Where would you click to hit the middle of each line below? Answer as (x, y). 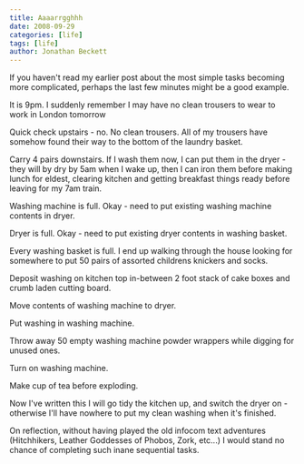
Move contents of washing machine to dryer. (93, 306)
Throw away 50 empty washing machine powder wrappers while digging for (152, 341)
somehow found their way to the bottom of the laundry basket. (126, 142)
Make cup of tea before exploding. (74, 386)
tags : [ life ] (34, 43)
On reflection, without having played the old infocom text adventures (137, 431)
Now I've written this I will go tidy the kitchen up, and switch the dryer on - (149, 403)
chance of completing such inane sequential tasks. (104, 450)
